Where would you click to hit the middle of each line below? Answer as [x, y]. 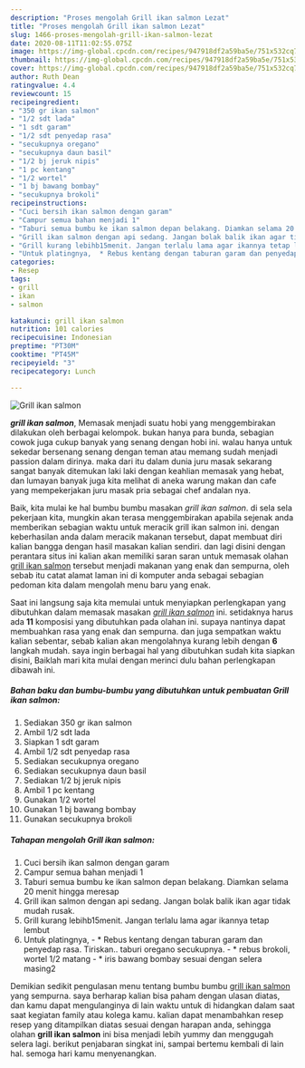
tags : [20, 279]
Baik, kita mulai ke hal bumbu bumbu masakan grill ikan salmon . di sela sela [152, 508]
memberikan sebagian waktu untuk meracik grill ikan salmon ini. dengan [145, 527]
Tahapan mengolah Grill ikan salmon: [82, 840]
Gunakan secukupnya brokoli [77, 819]
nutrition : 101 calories [57, 329]
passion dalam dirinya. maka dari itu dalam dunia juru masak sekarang [141, 461]
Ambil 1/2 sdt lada [57, 733]
